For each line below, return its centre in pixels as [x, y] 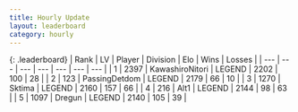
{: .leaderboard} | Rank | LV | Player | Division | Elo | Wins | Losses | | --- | [145, 60]
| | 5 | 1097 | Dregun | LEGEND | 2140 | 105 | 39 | [98, 98]
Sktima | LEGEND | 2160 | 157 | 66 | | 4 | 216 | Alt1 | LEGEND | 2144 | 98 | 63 [149, 88]
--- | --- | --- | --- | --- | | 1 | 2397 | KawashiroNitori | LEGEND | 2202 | [149, 69]
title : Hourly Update [50, 17]
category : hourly [42, 34]
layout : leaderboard [48, 26]
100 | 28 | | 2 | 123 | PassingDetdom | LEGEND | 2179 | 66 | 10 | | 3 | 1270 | [145, 79]
